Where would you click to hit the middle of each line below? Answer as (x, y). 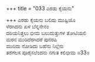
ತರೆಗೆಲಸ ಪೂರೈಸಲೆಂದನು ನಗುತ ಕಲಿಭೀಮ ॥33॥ (48, 52)
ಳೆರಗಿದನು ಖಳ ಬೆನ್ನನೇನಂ (28, 26)
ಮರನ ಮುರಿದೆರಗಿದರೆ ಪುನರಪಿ (32, 39)
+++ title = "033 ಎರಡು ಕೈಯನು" (40, 8)
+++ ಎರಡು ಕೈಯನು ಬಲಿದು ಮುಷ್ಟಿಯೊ (41, 20)
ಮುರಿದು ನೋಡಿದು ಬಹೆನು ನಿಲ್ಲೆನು (35, 46)
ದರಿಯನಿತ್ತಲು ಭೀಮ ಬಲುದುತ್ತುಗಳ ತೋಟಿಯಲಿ (46, 33)
